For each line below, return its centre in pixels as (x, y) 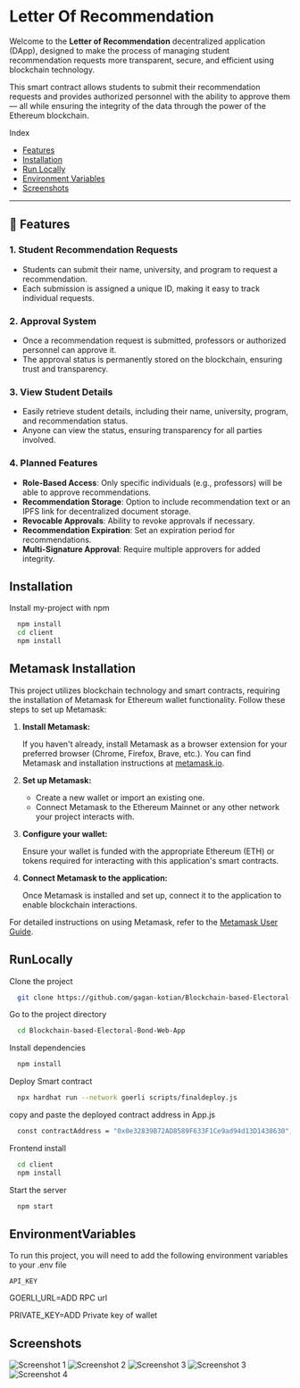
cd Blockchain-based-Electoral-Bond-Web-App (101, 1031)
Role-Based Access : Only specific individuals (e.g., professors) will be (152, 482)
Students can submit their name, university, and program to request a (150, 269)
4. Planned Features (54, 464)
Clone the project (41, 981)
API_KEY (24, 1282)
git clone (35, 998)
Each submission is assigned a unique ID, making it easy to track (141, 288)
